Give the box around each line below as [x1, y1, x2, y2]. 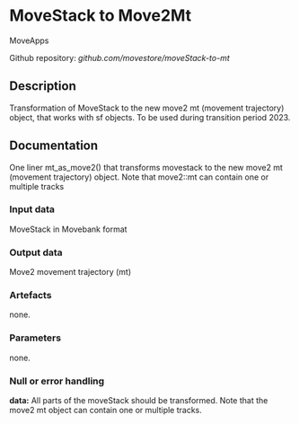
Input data [9, 203, 56, 216]
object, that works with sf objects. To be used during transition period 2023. [9, 111, 291, 122]
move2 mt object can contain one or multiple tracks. [9, 405, 202, 416]
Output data [9, 246, 63, 259]
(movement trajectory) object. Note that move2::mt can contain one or [9, 172, 269, 182]
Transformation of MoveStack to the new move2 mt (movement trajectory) [9, 102, 285, 113]
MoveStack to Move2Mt [9, 5, 191, 26]
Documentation [9, 138, 99, 154]
